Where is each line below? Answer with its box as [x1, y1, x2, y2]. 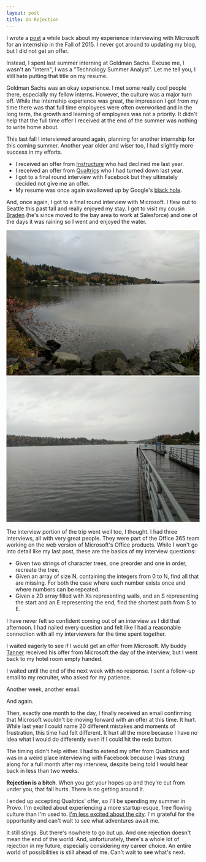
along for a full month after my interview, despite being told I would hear [6, 761, 188, 768]
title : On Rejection [6, 16, 59, 23]
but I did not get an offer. [6, 47, 69, 55]
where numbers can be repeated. [15, 586, 100, 593]
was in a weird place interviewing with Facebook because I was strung [6, 754, 185, 762]
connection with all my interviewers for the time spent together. [6, 630, 167, 638]
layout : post [6, 10, 40, 16]
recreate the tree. [15, 566, 59, 574]
